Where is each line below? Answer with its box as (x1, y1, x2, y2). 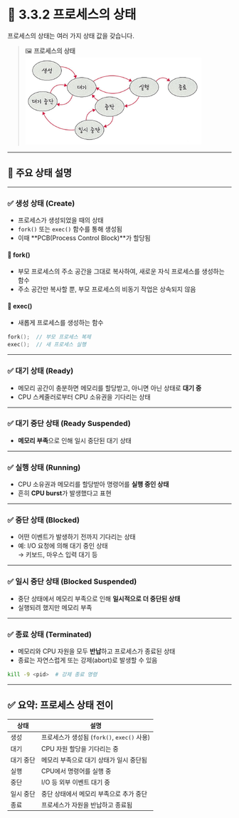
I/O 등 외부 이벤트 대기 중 (41, 778, 110, 787)
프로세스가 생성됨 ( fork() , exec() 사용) (41, 733, 151, 742)
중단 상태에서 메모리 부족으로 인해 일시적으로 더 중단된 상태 (17, 594, 181, 603)
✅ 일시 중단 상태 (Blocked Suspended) (7, 576, 137, 586)
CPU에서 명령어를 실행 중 (41, 767, 112, 775)
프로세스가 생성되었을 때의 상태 (17, 216, 104, 224)
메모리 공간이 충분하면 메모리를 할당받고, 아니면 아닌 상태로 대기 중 (17, 383, 202, 392)
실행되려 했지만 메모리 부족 (17, 603, 92, 611)
